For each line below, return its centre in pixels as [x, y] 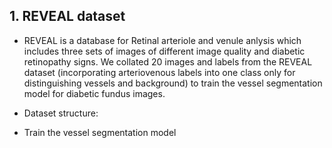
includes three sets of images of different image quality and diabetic [164, 51]
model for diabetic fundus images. [94, 93]
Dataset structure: [61, 113]
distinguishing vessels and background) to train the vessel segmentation [173, 83]
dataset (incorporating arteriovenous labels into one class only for [159, 72]
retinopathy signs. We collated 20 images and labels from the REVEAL [168, 61]
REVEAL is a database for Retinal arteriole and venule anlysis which [162, 40]
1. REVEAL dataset [67, 16]
